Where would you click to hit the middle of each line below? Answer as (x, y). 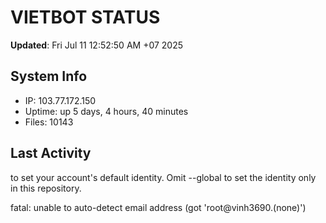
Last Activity (51, 153)
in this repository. (46, 188)
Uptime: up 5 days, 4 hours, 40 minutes (106, 111)
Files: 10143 (49, 122)
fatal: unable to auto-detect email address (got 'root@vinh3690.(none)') (158, 207)
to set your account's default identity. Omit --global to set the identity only (163, 177)
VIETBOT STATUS (85, 17)
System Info (49, 76)
